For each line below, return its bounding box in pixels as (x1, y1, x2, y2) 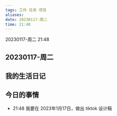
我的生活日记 (5, 72, 46, 81)
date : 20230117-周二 (5, 17, 48, 22)
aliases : (5, 12, 24, 17)
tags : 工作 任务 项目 (5, 7, 47, 13)
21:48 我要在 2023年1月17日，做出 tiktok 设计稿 (12, 105, 112, 111)
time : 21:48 (5, 21, 31, 27)
